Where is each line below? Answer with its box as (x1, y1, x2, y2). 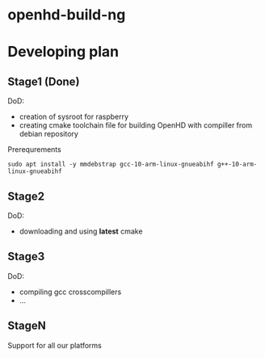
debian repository (19, 129, 78, 139)
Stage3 (7, 250, 45, 263)
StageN (7, 319, 46, 333)
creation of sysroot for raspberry (19, 112, 129, 122)
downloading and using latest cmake (19, 226, 143, 236)
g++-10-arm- (217, 160, 258, 169)
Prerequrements (7, 145, 61, 154)
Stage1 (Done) (7, 74, 80, 88)
